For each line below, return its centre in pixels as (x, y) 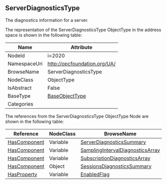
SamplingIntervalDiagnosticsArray (120, 150)
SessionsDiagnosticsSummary (116, 166)
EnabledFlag (95, 174)
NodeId (16, 56)
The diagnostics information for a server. (47, 20)
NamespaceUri (25, 63)
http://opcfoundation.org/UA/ (82, 63)
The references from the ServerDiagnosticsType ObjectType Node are (77, 116)
